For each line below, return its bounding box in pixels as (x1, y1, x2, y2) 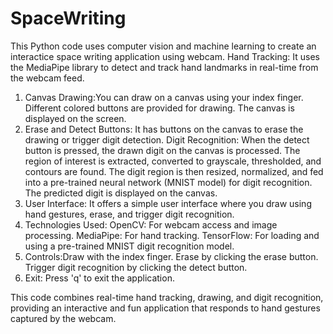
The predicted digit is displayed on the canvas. (24, 187, 218, 199)
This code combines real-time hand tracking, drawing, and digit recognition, (10, 291, 324, 303)
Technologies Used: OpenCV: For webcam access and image (24, 218, 278, 231)
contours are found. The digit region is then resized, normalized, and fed (24, 165, 324, 177)
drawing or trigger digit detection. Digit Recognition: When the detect (24, 133, 310, 146)
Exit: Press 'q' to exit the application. (24, 272, 175, 284)
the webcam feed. (10, 72, 85, 84)
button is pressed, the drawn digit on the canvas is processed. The (24, 144, 301, 156)
